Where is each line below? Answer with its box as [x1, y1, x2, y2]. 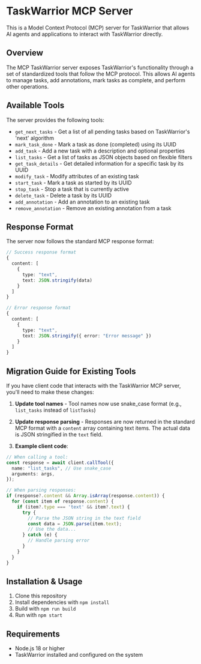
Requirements [6, 629, 60, 639]
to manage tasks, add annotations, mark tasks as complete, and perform [6, 76, 186, 83]
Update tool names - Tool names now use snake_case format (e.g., [14, 400, 182, 407]
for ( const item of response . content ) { [11, 498, 114, 505]
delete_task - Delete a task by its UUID [14, 192, 112, 199]
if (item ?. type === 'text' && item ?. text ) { [17, 504, 130, 510]
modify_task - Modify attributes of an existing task [14, 172, 139, 180]
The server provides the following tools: [6, 116, 105, 124]
